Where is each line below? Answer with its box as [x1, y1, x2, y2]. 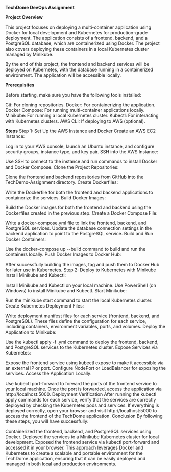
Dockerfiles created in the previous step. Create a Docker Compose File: [5, 210, 158, 216]
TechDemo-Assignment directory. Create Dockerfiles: [5, 179, 118, 185]
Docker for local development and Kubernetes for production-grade [5, 30, 148, 35]
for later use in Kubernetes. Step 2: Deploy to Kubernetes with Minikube [5, 267, 157, 273]
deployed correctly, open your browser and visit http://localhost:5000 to [5, 408, 157, 413]
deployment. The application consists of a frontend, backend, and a [5, 35, 148, 41]
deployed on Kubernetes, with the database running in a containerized [5, 66, 153, 73]
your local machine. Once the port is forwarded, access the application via [5, 386, 162, 392]
